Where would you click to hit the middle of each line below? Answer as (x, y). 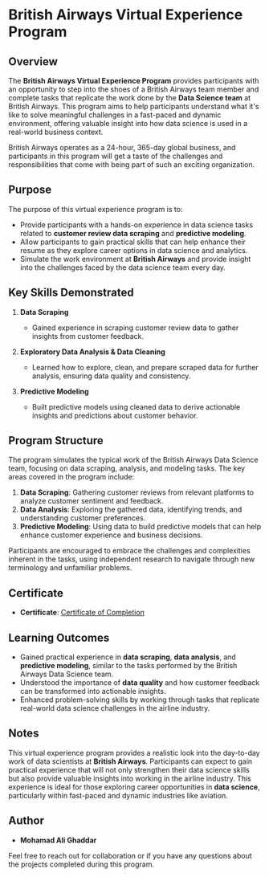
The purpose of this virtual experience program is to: (96, 209)
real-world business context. (56, 132)
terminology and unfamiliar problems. (70, 568)
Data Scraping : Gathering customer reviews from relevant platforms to (137, 492)
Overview (33, 61)
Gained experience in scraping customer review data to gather (135, 328)
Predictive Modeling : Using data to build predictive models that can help (141, 527)
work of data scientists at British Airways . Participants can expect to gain (130, 761)
